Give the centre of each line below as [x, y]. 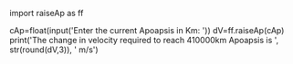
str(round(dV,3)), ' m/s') [54, 50]
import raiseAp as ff [47, 13]
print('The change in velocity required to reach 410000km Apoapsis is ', [144, 40]
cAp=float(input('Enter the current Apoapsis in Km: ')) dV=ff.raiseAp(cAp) [147, 30]
